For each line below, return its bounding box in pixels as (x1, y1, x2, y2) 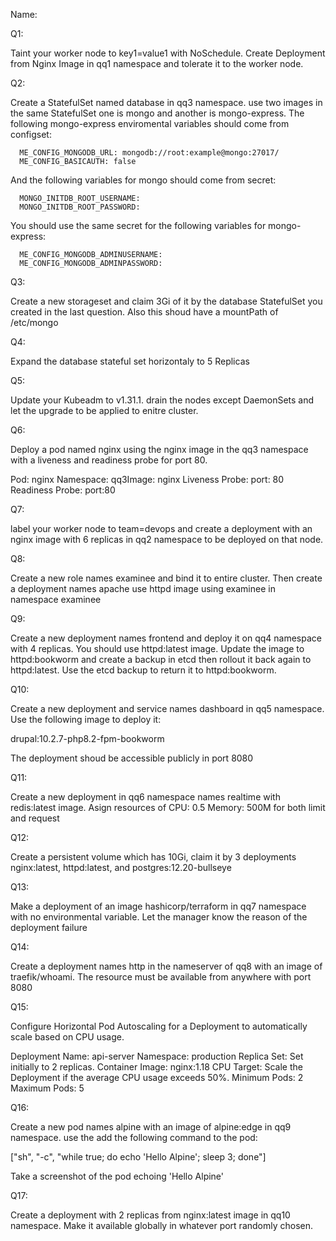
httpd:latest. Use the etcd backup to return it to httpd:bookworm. (10, 664, 277, 676)
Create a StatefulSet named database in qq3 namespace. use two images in (10, 97, 323, 108)
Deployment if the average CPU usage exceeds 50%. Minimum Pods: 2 (10, 1072, 304, 1083)
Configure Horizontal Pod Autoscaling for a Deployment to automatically (10, 1020, 308, 1032)
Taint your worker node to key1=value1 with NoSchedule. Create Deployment (10, 47, 326, 59)
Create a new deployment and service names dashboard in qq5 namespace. (10, 703, 325, 714)
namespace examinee (10, 594, 102, 605)
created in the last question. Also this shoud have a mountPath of (10, 306, 279, 318)
